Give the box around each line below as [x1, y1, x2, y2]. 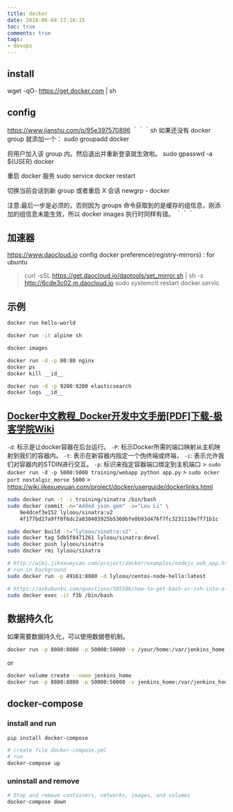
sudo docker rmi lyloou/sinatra [7, 548, 101, 555]
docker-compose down [7, 799, 67, 806]
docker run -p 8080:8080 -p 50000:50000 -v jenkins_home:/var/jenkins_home [7, 679, 231, 686]
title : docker [7, 10, 49, 17]
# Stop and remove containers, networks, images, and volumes [7, 792, 191, 799]
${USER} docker [7, 157, 54, 165]
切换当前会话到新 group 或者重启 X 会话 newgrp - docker [7, 186, 170, 194]
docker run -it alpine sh [7, 332, 82, 339]
